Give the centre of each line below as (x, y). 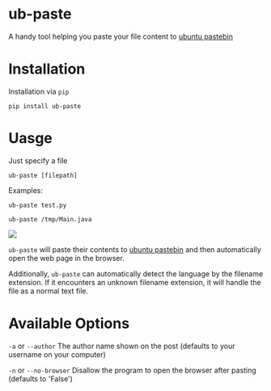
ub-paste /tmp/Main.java (50, 219)
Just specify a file (38, 160)
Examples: (25, 190)
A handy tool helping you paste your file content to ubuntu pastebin (121, 36)
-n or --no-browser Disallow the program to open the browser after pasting (132, 370)
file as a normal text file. (49, 291)
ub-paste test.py (38, 205)
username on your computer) (57, 354)
